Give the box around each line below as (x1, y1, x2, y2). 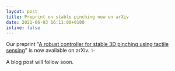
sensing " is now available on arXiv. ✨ (6, 47, 95, 54)
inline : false (6, 24, 41, 31)
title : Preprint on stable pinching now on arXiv (6, 14, 129, 20)
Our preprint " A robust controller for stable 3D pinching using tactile (6, 41, 169, 48)
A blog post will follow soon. (6, 59, 74, 66)
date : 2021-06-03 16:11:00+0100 (6, 19, 85, 25)
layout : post (6, 8, 38, 15)
